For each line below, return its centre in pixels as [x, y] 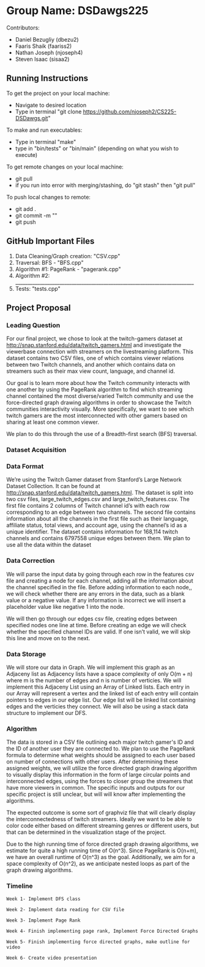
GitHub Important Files [50, 241]
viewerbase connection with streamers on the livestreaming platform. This [100, 352]
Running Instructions [47, 78]
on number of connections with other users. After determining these [92, 762]
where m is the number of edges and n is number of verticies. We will [94, 681]
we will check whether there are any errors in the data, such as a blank [95, 594]
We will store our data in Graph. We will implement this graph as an [91, 667]
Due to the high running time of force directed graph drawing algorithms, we [102, 844]
